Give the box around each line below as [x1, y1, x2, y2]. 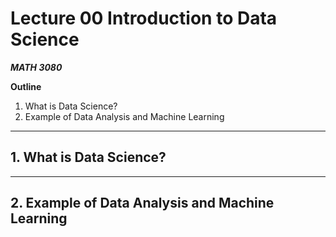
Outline [10, 80, 42, 92]
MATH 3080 [10, 61, 63, 73]
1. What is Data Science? [10, 149, 167, 166]
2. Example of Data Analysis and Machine [10, 195, 275, 212]
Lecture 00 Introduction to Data [10, 7, 278, 30]
